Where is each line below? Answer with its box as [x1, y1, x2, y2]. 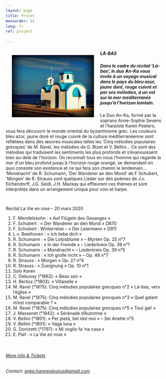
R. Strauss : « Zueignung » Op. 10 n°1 [12, 263, 89, 269]
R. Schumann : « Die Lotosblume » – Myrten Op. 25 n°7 [12, 236, 126, 242]
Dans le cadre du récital [100, 63, 151, 69]
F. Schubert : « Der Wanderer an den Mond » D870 [12, 220, 117, 226]
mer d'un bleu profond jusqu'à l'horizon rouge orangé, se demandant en [5, 160, 153, 166]
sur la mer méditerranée [100, 95, 151, 100]
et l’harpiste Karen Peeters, [100, 123, 156, 129]
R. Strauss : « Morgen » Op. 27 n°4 [12, 258, 84, 264]
